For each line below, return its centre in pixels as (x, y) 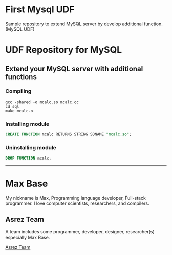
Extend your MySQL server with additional (74, 68)
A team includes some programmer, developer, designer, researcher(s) (80, 231)
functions (21, 77)
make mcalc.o (19, 111)
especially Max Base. (28, 237)
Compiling (18, 91)
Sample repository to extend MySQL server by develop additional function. (84, 24)
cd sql (12, 106)
